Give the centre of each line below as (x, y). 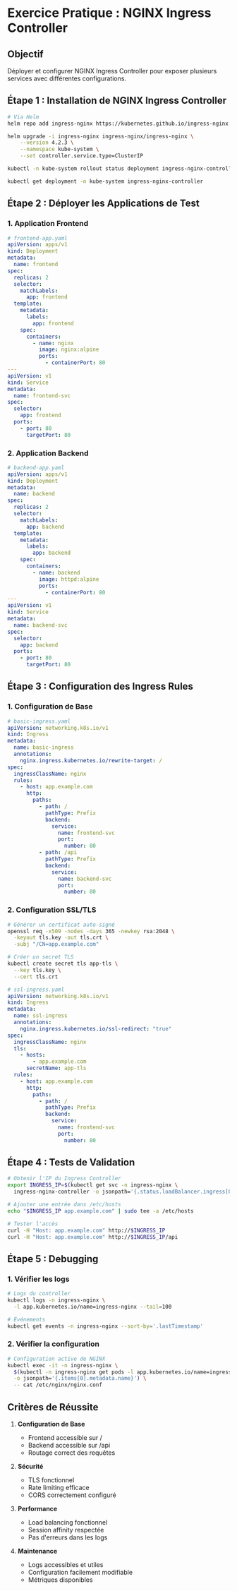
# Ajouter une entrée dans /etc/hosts (64, 1205)
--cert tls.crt (36, 977)
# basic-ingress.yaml (39, 721)
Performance (37, 1509)
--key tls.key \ (37, 970)
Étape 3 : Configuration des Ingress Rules (101, 686)
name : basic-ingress (44, 748)
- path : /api (58, 853)
